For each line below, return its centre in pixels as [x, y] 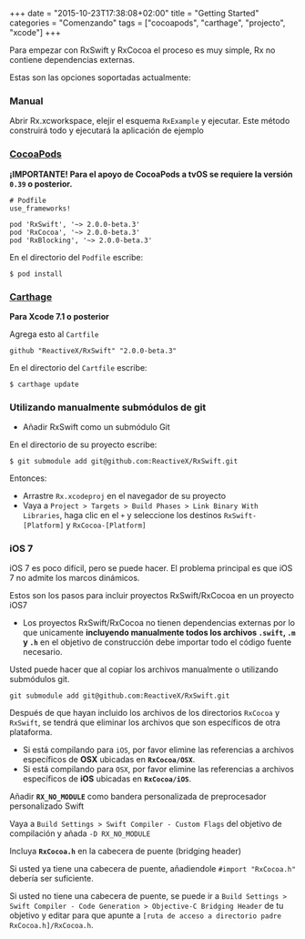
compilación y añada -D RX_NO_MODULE [80, 833]
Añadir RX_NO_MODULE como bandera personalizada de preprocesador [138, 797]
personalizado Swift [47, 806]
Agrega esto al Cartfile [54, 334]
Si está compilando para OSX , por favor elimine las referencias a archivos [158, 770]
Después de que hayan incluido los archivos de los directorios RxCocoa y [145, 713]
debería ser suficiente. [51, 879]
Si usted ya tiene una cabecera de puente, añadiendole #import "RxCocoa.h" [152, 869]
